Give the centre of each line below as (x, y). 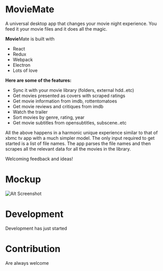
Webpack (23, 59)
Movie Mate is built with (30, 39)
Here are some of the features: (38, 80)
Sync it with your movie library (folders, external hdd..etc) (73, 90)
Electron (21, 65)
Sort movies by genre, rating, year (49, 117)
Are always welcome (27, 263)
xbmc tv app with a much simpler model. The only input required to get (80, 138)
